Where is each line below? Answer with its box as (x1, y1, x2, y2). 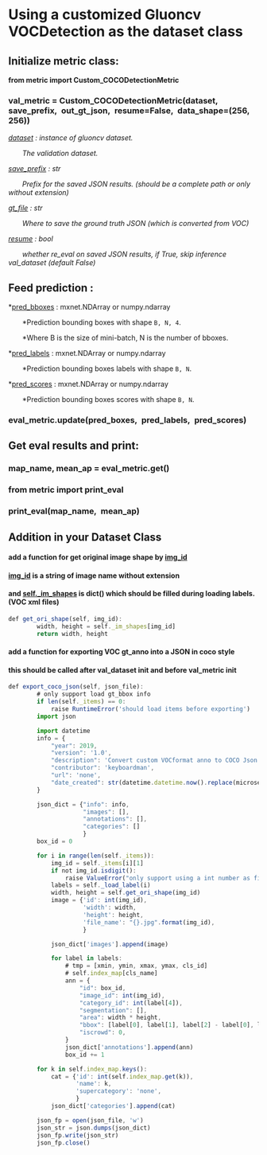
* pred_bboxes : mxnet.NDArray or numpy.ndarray (8, 302, 171, 312)
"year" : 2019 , (50, 742, 98, 750)
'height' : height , (83, 911, 145, 919)
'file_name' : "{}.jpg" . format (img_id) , (83, 918, 215, 927)
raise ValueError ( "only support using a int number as (64, 874, 250, 882)
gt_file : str (8, 203, 43, 213)
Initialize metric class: (8, 54, 119, 68)
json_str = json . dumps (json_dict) (37, 1124, 151, 1132)
